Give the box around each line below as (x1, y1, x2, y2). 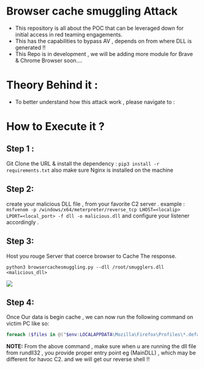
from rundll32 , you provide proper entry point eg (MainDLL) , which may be (6, 349, 196, 357)
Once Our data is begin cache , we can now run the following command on (6, 314, 194, 321)
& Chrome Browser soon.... (15, 57, 83, 64)
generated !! (15, 44, 46, 51)
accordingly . (6, 218, 39, 226)
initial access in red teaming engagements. (15, 30, 123, 38)
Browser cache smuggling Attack (6, 4, 178, 18)
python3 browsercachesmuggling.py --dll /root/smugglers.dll (6, 264, 165, 270)
